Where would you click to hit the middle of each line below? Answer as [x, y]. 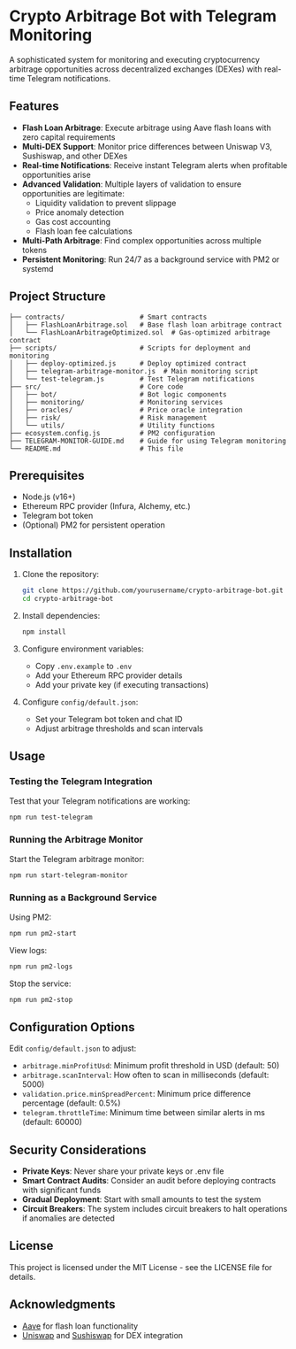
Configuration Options [72, 1027]
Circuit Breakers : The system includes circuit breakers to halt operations [155, 1209]
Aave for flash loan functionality [80, 1326]
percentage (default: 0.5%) [71, 1103]
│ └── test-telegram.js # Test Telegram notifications [132, 379]
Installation [41, 553]
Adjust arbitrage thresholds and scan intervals [119, 728]
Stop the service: [40, 983]
